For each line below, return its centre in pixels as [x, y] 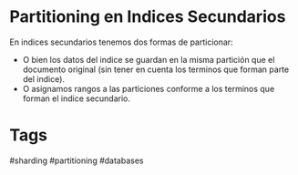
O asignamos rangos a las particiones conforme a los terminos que [149, 88]
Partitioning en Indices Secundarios [148, 17]
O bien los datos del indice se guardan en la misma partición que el [149, 59]
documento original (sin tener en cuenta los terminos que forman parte [156, 69]
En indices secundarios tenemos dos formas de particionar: [122, 42]
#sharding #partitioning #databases [77, 160]
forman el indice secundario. [76, 98]
